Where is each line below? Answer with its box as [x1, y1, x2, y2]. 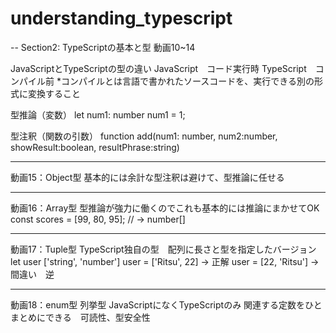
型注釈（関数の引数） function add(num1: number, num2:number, [10, 130, 278, 142]
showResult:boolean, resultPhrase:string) [10, 141, 180, 153]
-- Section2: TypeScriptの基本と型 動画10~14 [10, 41, 196, 53]
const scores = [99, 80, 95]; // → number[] [10, 213, 186, 225]
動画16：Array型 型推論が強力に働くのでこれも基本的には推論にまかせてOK [10, 202, 320, 214]
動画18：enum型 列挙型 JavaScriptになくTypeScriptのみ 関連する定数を [10, 298, 306, 311]
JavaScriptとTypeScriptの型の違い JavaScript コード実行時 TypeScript [10, 62, 307, 74]
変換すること [27, 87, 81, 99]
